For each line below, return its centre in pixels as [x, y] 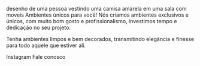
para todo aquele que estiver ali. [46, 45]
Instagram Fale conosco [36, 57]
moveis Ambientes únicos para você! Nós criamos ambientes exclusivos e [97, 15]
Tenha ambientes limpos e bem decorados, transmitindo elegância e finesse [100, 39]
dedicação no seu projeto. [38, 27]
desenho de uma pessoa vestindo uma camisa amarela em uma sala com [96, 9]
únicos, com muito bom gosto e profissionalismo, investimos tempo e [92, 21]
